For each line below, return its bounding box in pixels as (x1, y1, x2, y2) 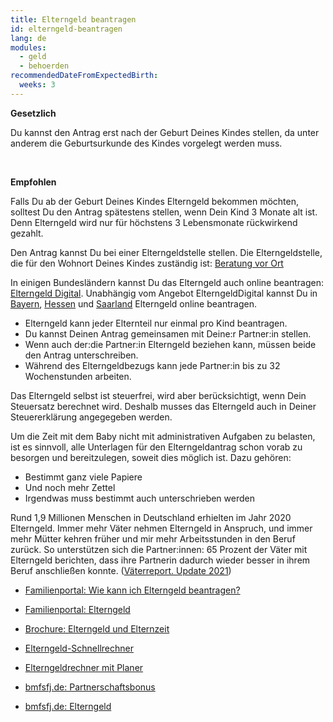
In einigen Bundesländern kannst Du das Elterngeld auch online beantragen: (10, 276, 324, 288)
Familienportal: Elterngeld (24, 603, 131, 615)
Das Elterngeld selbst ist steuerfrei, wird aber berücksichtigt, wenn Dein (10, 389, 307, 401)
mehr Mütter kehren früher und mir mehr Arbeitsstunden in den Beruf (10, 532, 296, 545)
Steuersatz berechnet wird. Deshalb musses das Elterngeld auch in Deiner (10, 400, 317, 412)
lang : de (10, 33, 47, 43)
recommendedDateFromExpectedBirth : (10, 71, 159, 81)
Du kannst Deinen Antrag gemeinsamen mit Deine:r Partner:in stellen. (24, 327, 312, 340)
